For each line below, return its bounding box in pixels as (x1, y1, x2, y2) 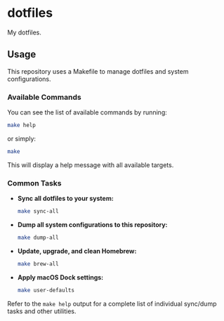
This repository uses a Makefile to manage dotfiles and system (7, 67, 189, 75)
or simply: (7, 134, 37, 143)
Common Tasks (7, 178, 62, 188)
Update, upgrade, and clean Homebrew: (17, 247, 137, 255)
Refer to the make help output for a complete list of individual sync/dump (7, 299, 217, 308)
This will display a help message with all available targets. (7, 160, 174, 169)
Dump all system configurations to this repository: (17, 220, 168, 229)
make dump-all (17, 234, 59, 241)
